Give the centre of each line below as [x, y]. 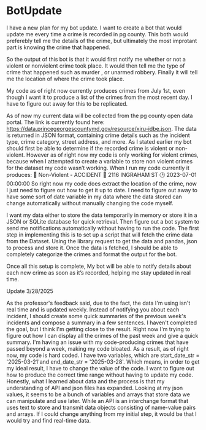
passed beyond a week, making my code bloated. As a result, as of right [97, 348]
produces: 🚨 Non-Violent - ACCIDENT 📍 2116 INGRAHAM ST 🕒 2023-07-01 [102, 174]
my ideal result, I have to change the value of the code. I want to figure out [100, 368]
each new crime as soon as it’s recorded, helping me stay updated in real [99, 272]
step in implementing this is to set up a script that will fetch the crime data [100, 235]
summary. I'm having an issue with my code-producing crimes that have [97, 342]
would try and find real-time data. [48, 420]
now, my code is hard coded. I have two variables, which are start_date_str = [103, 355]
